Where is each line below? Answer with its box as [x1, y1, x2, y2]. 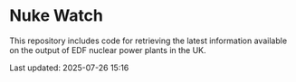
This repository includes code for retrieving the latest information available [9, 35, 288, 46]
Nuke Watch [9, 5, 104, 26]
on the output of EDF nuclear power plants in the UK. [9, 44, 206, 55]
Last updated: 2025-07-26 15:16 [9, 62, 129, 73]
